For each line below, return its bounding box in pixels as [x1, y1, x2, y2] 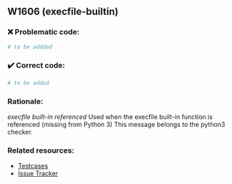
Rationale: [7, 96, 44, 106]
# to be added [7, 79, 50, 86]
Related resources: [7, 145, 75, 155]
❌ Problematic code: [7, 27, 80, 37]
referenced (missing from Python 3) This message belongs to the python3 [7, 121, 226, 129]
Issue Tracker [17, 169, 59, 178]
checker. [7, 128, 34, 136]
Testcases [17, 162, 49, 170]
